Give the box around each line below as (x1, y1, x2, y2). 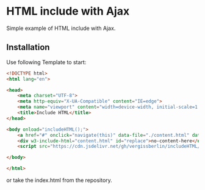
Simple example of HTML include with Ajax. (6, 24, 116, 32)
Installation (6, 42, 50, 53)
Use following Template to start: (6, 58, 87, 65)
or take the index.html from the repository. (6, 177, 113, 184)
